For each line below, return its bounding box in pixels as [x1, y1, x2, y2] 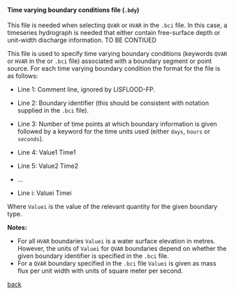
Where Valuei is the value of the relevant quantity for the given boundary [7, 203, 218, 211]
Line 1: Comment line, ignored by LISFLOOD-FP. [17, 85, 156, 94]
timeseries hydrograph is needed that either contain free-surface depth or [7, 29, 221, 37]
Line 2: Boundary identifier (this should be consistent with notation [17, 99, 210, 108]
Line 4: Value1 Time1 [17, 148, 76, 157]
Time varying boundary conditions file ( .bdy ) [7, 6, 140, 14]
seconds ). [17, 135, 44, 143]
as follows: [7, 72, 38, 80]
